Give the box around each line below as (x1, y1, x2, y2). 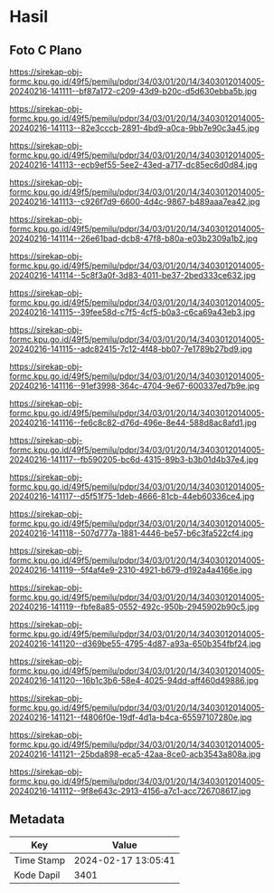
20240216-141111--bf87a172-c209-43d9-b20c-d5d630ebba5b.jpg (9, 86, 258, 96)
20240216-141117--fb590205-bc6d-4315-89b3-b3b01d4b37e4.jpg (9, 454, 260, 464)
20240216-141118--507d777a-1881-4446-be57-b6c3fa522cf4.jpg (9, 528, 254, 539)
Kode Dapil (14, 869, 61, 881)
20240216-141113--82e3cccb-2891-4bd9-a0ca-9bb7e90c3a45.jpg (9, 122, 260, 133)
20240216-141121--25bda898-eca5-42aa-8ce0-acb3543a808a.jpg (9, 749, 260, 759)
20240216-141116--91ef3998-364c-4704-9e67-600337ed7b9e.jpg (9, 381, 260, 391)
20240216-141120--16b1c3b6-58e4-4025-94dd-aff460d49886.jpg (9, 675, 260, 685)
